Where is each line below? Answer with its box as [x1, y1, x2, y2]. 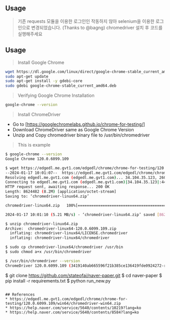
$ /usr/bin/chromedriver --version [5, 258, 80, 263]
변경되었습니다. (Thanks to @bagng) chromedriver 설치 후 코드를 [31, 24, 163, 30]
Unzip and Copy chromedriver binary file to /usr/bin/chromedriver [12, 132, 150, 138]
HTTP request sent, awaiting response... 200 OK [5, 185, 110, 190]
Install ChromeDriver [17, 112, 61, 117]
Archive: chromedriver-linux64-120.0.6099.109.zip [5, 226, 116, 231]
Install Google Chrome [17, 59, 65, 65]
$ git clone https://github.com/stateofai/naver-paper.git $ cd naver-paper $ [5, 272, 162, 278]
